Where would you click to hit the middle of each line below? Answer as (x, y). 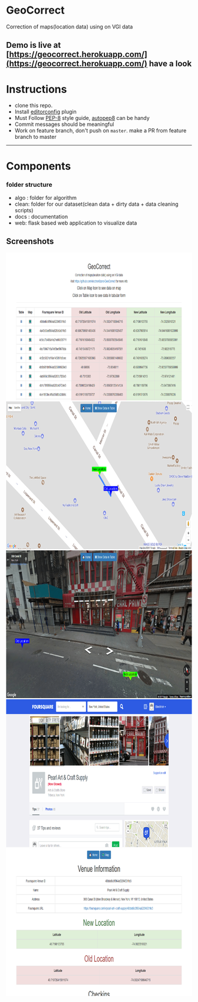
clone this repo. (34, 106)
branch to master (36, 137)
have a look (170, 64)
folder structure (29, 185)
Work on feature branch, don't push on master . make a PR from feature (100, 131)
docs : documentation (41, 216)
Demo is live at (34, 45)
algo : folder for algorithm (45, 197)
